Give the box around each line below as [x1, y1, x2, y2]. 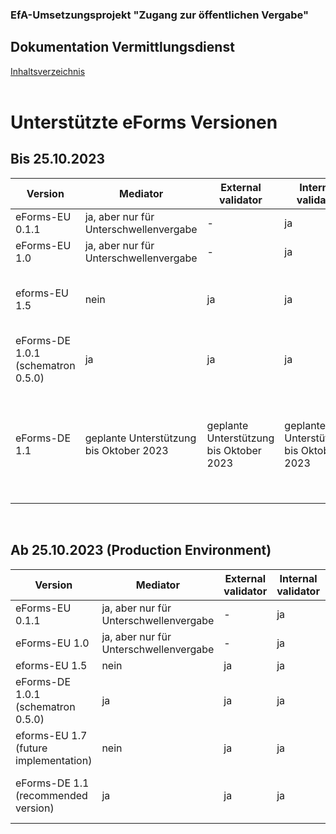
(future [15, 741, 48, 755]
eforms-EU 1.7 [15, 728, 88, 742]
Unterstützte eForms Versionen [10, 111, 278, 133]
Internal [279, 571, 318, 585]
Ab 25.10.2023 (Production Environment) [10, 542, 272, 559]
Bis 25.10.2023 [10, 151, 106, 168]
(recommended [15, 788, 88, 802]
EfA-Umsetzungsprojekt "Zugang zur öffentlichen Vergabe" [10, 8, 310, 22]
